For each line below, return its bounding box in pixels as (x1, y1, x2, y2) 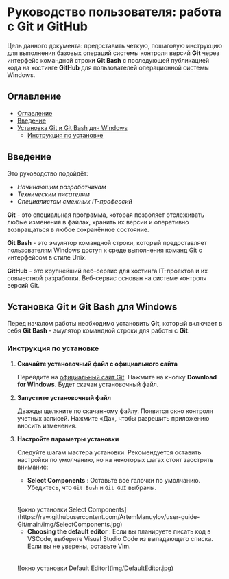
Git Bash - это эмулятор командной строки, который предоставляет (7, 238, 207, 246)
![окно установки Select (16, 505, 87, 514)
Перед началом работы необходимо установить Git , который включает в (7, 319, 223, 328)
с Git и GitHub (7, 19, 88, 34)
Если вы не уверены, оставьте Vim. (27, 542, 131, 550)
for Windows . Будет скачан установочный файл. (16, 380, 159, 388)
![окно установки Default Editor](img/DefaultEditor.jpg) (16, 564, 173, 572)
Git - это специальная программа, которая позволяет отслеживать (7, 211, 204, 219)
